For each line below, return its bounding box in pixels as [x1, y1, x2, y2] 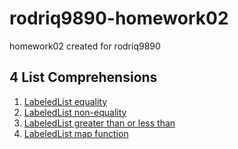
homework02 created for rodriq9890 [9, 40, 161, 52]
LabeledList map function [23, 127, 129, 139]
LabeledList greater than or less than [23, 117, 176, 129]
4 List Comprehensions [9, 69, 158, 86]
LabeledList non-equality [23, 106, 127, 118]
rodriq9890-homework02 [9, 7, 229, 30]
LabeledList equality [23, 95, 108, 107]
